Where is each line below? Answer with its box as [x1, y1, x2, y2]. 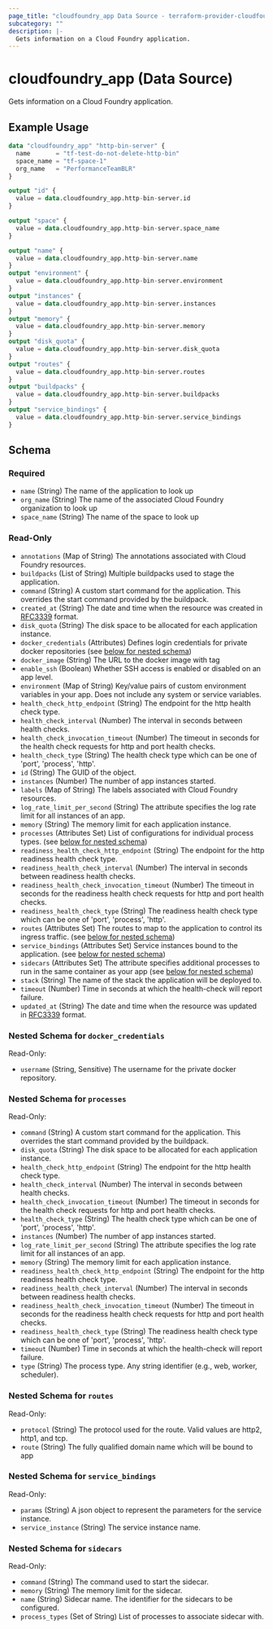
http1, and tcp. [19, 1433, 68, 1442]
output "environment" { [8, 270, 89, 278]
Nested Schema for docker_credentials [8, 1030, 165, 1041]
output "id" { [8, 187, 57, 195]
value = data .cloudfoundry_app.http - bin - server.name [15, 254, 198, 262]
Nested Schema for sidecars [8, 1543, 123, 1554]
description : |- [8, 27, 63, 35]
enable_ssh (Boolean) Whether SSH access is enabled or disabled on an [19, 663, 262, 673]
